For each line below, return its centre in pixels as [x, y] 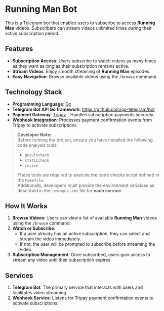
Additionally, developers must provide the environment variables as [86, 185]
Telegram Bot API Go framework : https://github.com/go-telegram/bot [83, 109]
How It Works [26, 206]
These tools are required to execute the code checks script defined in [88, 175]
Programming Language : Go [42, 104]
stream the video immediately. [50, 239]
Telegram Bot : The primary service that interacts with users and [78, 287]
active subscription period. [32, 33]
